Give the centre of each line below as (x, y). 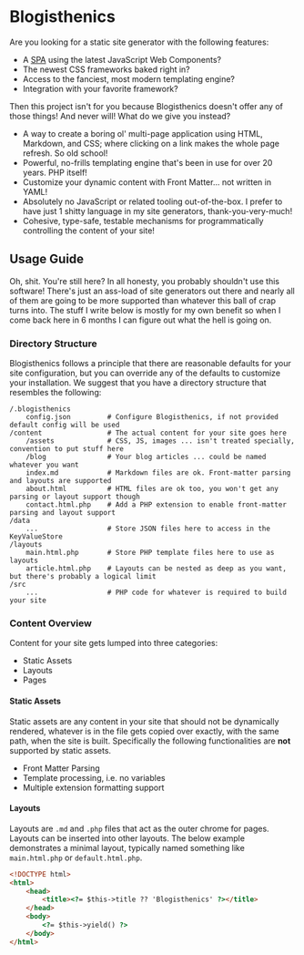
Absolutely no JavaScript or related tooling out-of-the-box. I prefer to (152, 201)
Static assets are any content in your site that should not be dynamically (144, 721)
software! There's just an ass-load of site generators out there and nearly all (152, 291)
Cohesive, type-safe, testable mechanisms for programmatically (143, 221)
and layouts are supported (61, 481)
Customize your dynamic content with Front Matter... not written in (147, 182)
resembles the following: (56, 393)
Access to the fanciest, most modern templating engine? (128, 78)
